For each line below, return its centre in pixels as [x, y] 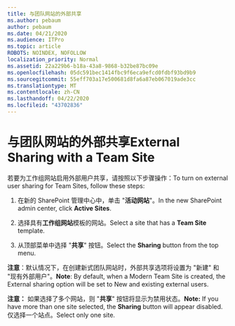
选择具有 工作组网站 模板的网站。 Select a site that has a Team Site [112, 223]
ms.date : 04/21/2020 [38, 33]
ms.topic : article [34, 46]
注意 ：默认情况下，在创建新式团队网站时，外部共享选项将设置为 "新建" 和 [113, 267]
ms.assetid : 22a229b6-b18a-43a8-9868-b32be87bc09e [83, 66]
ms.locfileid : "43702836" [45, 105]
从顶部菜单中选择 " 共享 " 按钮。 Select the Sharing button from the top [118, 245]
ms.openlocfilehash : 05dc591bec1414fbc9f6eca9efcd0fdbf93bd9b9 [102, 72]
